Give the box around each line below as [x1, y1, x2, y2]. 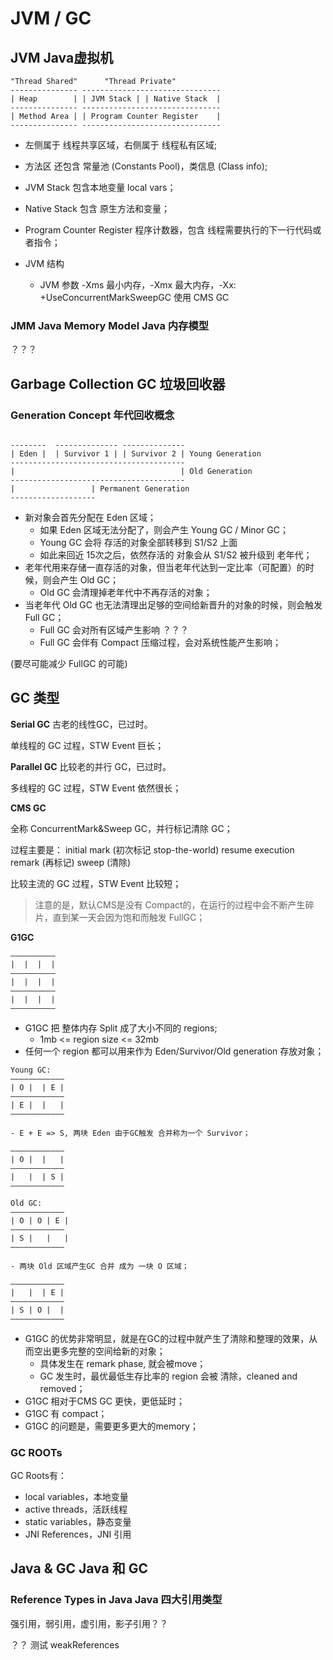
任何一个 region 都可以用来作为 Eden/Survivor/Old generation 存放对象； [24, 1045, 325, 1057]
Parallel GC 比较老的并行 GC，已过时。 [10, 760, 172, 772]
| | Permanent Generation [10, 483, 190, 494]
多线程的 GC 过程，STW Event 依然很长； [10, 782, 182, 794]
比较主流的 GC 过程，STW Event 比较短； [10, 877, 182, 889]
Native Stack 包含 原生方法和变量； [24, 203, 170, 214]
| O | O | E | [10, 1215, 70, 1226]
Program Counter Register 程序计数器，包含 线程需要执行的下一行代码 [24, 224, 313, 236]
